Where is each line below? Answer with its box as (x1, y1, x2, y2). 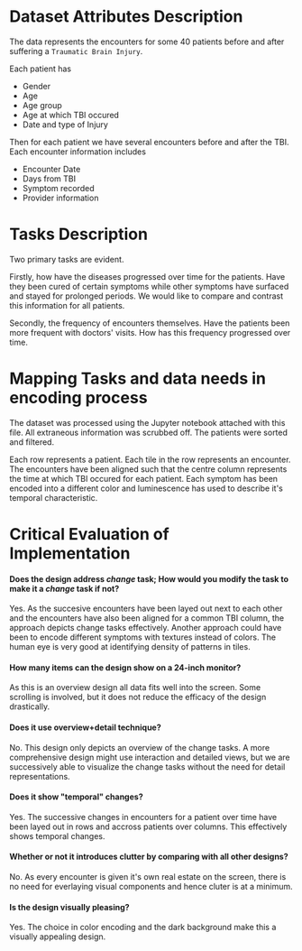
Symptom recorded (22, 182, 95, 193)
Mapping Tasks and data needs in (9, 368, 267, 389)
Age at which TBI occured (22, 109, 120, 120)
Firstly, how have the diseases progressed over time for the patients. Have (9, 271, 286, 282)
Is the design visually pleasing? (9, 901, 130, 912)
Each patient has (9, 63, 72, 74)
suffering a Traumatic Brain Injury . (9, 45, 143, 56)
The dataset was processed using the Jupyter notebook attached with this (9, 417, 286, 428)
